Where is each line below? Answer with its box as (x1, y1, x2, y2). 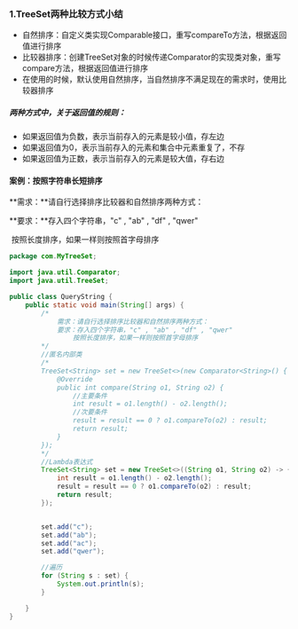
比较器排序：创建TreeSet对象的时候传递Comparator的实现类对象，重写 (21, 51, 281, 63)
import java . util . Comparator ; (9, 268, 122, 277)
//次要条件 (72, 408, 108, 417)
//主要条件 (72, 391, 108, 400)
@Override (56, 374, 93, 383)
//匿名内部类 (41, 350, 82, 359)
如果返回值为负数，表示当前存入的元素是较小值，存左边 (21, 131, 224, 142)
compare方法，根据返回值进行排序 (21, 63, 149, 74)
